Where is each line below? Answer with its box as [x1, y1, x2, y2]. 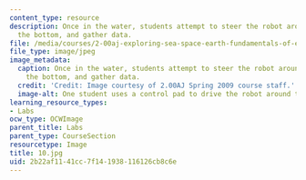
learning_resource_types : [9, 97, 107, 107]
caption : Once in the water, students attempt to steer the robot [17, 65, 275, 74]
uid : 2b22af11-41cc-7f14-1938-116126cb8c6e [9, 156, 178, 166]
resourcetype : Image [9, 140, 88, 149]
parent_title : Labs [9, 124, 84, 133]
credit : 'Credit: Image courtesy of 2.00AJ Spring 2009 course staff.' [17, 81, 296, 90]
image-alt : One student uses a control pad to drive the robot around [17, 89, 291, 98]
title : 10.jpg [9, 148, 64, 157]
